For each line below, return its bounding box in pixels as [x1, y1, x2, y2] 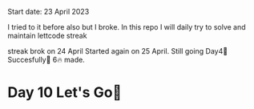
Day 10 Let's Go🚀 [7, 83, 122, 102]
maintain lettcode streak [7, 31, 87, 40]
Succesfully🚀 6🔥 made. [7, 55, 85, 64]
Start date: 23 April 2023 [7, 7, 90, 16]
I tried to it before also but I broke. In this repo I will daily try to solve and [7, 22, 246, 31]
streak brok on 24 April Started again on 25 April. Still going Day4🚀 [7, 46, 228, 55]
